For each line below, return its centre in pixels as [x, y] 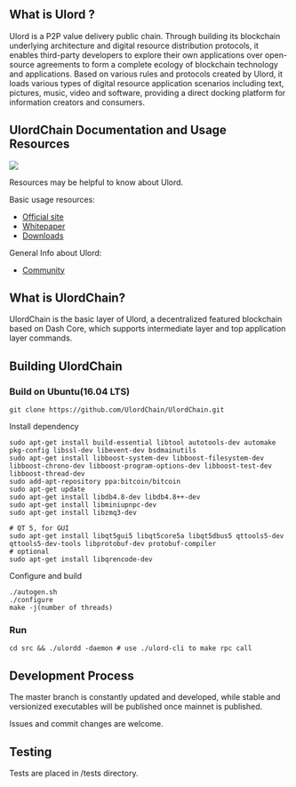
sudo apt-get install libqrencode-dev [81, 559]
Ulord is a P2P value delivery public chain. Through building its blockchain [145, 36]
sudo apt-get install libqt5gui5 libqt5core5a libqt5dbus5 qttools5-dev [147, 536]
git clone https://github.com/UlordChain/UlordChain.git [117, 410]
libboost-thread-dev [48, 474]
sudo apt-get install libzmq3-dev [73, 513]
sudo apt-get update [48, 490]
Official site [43, 216]
